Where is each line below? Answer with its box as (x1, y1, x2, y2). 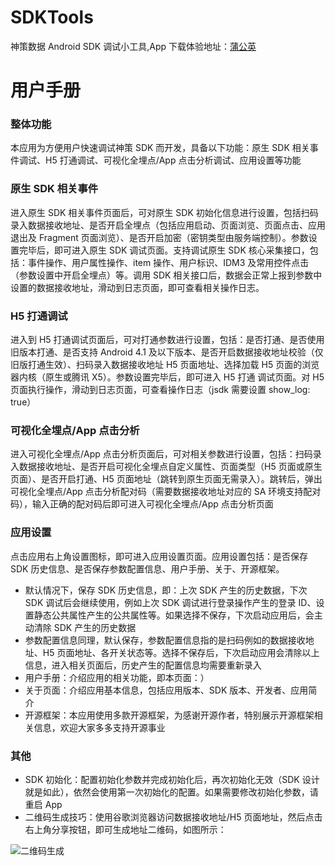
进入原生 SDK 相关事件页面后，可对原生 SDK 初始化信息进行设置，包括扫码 (10, 206, 319, 218)
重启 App (24, 798, 63, 810)
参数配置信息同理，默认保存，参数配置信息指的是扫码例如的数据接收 (24, 634, 306, 646)
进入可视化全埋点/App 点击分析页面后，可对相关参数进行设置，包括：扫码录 (10, 448, 322, 460)
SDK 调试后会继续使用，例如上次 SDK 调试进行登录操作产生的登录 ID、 (24, 596, 317, 608)
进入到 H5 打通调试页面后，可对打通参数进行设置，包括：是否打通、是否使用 (10, 334, 325, 346)
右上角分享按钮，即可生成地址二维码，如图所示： (24, 823, 227, 835)
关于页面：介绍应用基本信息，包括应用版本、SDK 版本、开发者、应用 (24, 684, 309, 696)
